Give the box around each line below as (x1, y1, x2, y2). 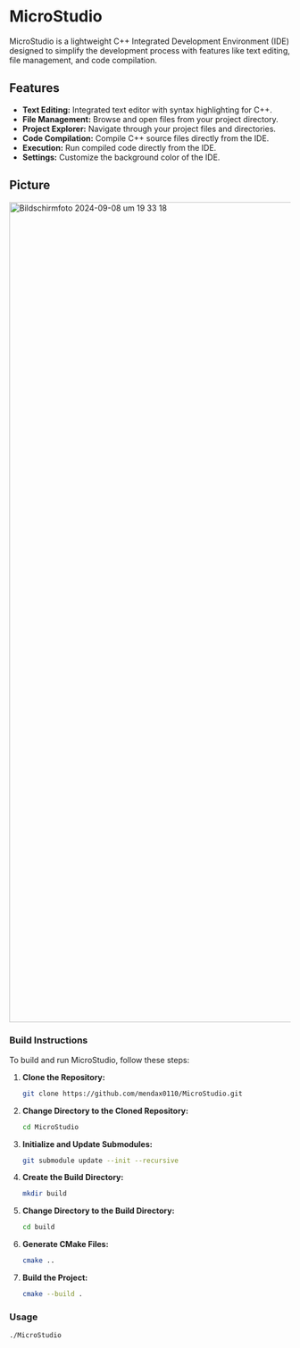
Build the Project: (21, 1272, 88, 1283)
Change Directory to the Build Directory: (21, 1205, 175, 1216)
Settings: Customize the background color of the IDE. (21, 152, 221, 162)
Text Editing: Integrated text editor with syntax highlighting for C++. (21, 104, 272, 115)
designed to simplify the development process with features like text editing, (9, 45, 290, 55)
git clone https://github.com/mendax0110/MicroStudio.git (21, 1089, 243, 1098)
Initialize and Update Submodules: (21, 1138, 154, 1149)
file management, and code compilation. (9, 54, 158, 65)
